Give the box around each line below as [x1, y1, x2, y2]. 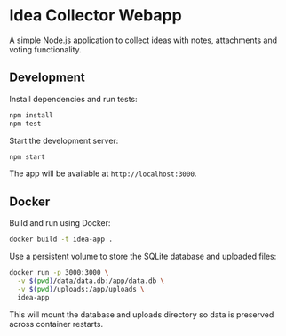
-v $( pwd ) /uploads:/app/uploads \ [17, 284, 145, 293]
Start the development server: [9, 135, 119, 146]
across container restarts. [9, 318, 104, 329]
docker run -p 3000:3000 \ [9, 268, 109, 277]
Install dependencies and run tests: [9, 93, 138, 104]
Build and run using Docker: [9, 218, 111, 228]
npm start [9, 152, 46, 161]
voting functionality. [9, 44, 82, 54]
